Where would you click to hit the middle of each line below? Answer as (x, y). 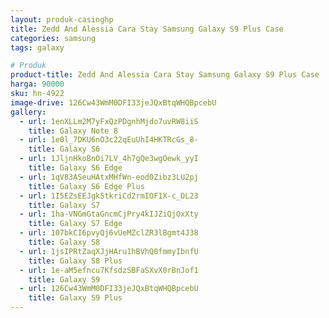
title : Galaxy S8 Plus (75, 261)
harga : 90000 (37, 84)
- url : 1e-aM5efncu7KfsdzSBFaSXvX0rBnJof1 (109, 270)
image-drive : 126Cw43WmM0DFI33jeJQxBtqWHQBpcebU (113, 102)
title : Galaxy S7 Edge (75, 224)
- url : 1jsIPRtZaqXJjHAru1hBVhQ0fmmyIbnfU (109, 251)
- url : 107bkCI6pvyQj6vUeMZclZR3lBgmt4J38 (109, 233)
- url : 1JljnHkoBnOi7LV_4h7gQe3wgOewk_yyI (109, 159)
